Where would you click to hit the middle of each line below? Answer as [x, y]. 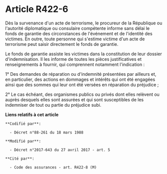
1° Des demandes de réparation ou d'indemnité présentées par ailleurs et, [81, 74]
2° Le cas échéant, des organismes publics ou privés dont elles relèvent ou [82, 94]
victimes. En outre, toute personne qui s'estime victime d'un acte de [75, 39]
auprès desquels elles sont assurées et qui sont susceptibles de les [74, 99]
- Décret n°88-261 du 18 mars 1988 [47, 132]
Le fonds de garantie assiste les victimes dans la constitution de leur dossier [83, 54]
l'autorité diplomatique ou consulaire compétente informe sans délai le [78, 28]
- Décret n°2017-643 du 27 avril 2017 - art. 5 [60, 150]
